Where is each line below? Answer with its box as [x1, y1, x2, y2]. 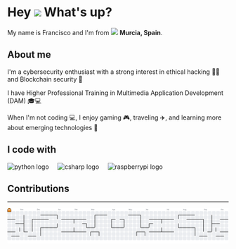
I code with [7, 143, 57, 155]
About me [7, 49, 51, 60]
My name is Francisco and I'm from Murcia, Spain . [7, 28, 163, 37]
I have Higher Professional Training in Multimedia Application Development [7, 89, 223, 97]
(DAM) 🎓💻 [7, 96, 42, 105]
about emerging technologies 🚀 [7, 123, 98, 132]
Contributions [7, 182, 70, 194]
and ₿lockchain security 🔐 [7, 75, 83, 83]
